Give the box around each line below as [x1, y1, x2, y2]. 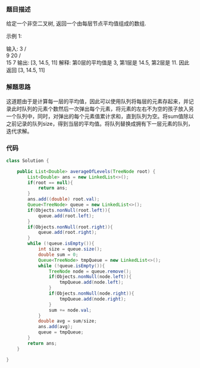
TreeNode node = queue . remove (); [48, 268, 132, 274]
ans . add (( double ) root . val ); [27, 196, 100, 202]
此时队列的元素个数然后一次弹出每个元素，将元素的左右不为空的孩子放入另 [11, 105, 194, 112]
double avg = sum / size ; [37, 318, 97, 324]
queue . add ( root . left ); [37, 213, 95, 219]
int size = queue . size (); [37, 246, 102, 252]
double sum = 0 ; [37, 252, 79, 258]
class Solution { [6, 157, 49, 163]
